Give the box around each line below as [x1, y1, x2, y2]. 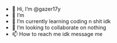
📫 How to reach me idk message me [11, 31, 103, 37]
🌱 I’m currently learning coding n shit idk [11, 18, 111, 24]
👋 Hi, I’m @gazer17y [11, 6, 61, 12]
